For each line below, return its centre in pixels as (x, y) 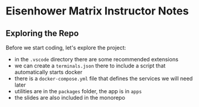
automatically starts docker (48, 72)
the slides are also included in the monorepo (70, 98)
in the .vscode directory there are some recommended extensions (96, 59)
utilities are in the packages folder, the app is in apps (78, 91)
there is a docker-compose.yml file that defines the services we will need (103, 78)
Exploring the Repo (42, 33)
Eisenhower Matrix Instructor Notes (97, 11)
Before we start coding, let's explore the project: (66, 47)
